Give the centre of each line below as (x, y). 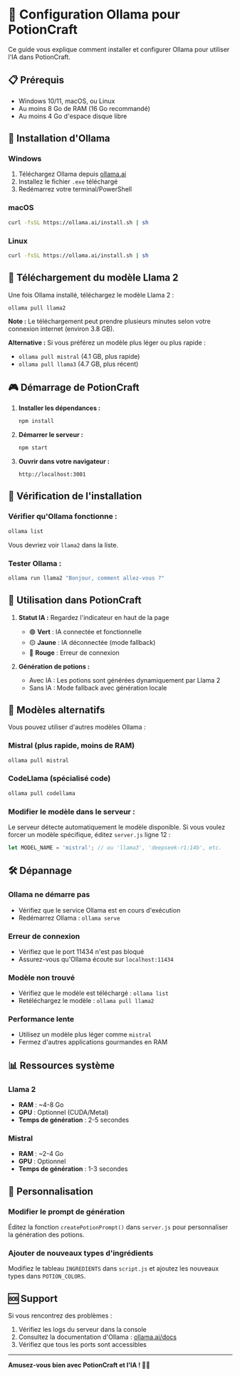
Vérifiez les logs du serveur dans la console (82, 1330)
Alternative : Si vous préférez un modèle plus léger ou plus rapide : (107, 343)
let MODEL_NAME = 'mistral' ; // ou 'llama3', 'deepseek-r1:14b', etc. (115, 848)
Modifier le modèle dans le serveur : (72, 812)
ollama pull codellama (42, 793)
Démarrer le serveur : (51, 435)
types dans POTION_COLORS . (47, 1276)
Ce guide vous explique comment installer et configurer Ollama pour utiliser (119, 49)
